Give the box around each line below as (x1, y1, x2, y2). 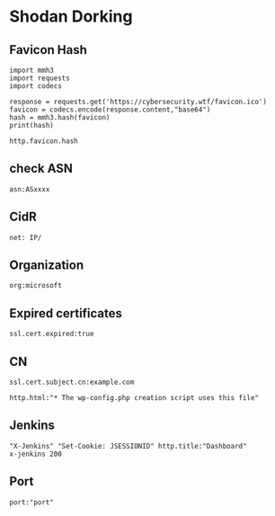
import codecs (9, 82, 63, 91)
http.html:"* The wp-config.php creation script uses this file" (9, 394, 259, 403)
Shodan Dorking (9, 6, 133, 27)
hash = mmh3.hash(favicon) (9, 113, 111, 122)
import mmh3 (9, 66, 54, 75)
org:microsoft (9, 281, 63, 290)
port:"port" (9, 497, 54, 507)
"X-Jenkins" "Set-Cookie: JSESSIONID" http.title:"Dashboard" (9, 441, 247, 450)
